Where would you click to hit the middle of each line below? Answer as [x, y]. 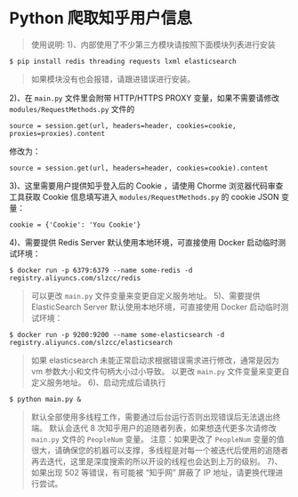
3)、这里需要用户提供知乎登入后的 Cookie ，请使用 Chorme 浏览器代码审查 [146, 185]
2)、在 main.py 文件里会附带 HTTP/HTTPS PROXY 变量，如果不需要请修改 [145, 98]
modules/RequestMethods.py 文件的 [72, 108]
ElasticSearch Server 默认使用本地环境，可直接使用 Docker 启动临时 [156, 307]
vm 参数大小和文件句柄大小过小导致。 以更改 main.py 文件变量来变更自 [160, 371]
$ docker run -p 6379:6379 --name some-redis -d [101, 270]
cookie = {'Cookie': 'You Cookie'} [75, 224]
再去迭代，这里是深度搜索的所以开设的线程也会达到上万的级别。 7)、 [157, 461]
